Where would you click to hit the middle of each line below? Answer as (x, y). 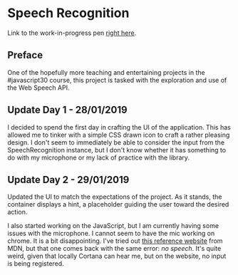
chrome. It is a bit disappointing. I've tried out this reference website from (115, 241)
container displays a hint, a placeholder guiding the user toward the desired (118, 204)
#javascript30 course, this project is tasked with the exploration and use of (117, 80)
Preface (25, 55)
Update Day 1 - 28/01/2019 (67, 110)
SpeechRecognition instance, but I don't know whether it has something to (117, 150)
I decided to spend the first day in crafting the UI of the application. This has (119, 127)
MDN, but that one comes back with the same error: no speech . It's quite (114, 249)
